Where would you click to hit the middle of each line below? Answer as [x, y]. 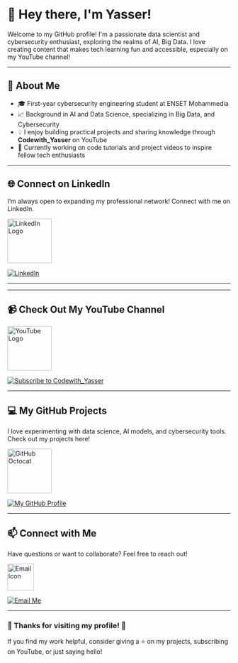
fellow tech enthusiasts [51, 155]
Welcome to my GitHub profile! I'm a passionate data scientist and [104, 34]
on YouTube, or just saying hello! [55, 652]
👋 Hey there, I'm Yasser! [79, 15]
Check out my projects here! [49, 439]
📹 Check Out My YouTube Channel [86, 309]
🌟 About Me [34, 86]
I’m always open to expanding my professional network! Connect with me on [119, 201]
